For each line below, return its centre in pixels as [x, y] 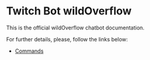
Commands [29, 51]
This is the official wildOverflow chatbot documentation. [76, 28]
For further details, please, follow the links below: [67, 39]
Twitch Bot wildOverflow [69, 11]
